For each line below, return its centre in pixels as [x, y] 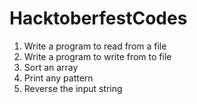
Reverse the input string [73, 88]
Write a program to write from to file [97, 56]
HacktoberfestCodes [98, 18]
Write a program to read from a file [95, 46]
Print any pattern [58, 78]
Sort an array [51, 67]
